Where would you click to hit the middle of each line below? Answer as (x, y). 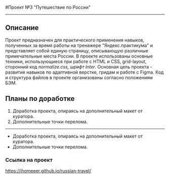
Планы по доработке (40, 99)
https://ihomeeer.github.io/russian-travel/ (48, 170)
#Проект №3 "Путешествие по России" (48, 7)
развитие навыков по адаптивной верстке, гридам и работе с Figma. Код (84, 72)
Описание (22, 28)
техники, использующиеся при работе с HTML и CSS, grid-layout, (76, 61)
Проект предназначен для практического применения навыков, (75, 40)
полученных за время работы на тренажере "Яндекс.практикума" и (79, 45)
